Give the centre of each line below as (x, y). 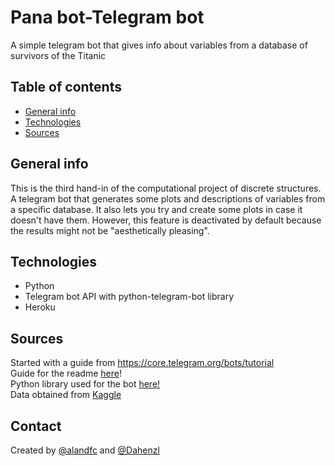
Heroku (40, 307)
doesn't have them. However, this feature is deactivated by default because (166, 220)
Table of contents (66, 87)
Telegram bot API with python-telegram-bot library (129, 297)
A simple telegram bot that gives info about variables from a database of (159, 45)
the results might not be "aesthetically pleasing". (110, 230)
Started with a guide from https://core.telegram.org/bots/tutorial (142, 363)
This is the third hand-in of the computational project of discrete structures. (166, 188)
